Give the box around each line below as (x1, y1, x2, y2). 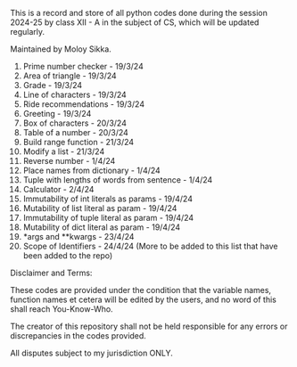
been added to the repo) (22, 250, 113, 261)
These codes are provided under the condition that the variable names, (10, 285, 271, 295)
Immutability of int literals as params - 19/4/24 (22, 193, 193, 204)
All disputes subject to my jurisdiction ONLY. (10, 347, 173, 358)
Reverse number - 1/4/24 (22, 156, 116, 166)
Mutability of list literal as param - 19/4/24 (22, 203, 177, 213)
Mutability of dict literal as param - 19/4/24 (22, 222, 181, 232)
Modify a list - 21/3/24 (22, 146, 105, 157)
